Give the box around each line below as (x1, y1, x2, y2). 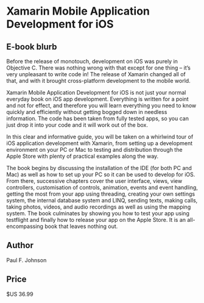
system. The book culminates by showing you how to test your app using (6, 210, 190, 217)
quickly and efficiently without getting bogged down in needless (6, 109, 167, 115)
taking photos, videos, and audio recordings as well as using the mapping (6, 203, 191, 210)
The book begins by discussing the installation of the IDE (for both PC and (6, 165, 192, 171)
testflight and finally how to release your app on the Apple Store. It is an (6, 216, 186, 223)
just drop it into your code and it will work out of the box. (6, 121, 148, 129)
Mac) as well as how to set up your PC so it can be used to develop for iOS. (6, 171, 195, 178)
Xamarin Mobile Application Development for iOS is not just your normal (6, 89, 186, 96)
